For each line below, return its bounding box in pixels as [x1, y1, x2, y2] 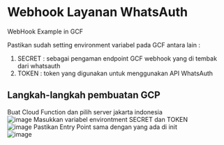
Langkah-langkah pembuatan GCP [7, 89, 160, 101]
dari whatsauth [17, 61, 61, 70]
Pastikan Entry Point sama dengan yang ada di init [33, 123, 178, 131]
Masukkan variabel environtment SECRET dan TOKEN [33, 115, 188, 123]
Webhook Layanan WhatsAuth [7, 4, 188, 20]
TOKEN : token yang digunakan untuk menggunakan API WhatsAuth [17, 69, 214, 77]
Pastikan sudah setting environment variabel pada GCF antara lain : [7, 40, 201, 49]
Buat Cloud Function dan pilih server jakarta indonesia [7, 107, 163, 116]
